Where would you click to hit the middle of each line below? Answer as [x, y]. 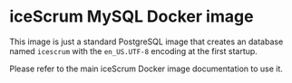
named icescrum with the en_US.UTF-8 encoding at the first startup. [134, 51]
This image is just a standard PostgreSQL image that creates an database [146, 41]
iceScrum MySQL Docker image [131, 17]
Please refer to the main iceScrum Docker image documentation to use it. [146, 69]
